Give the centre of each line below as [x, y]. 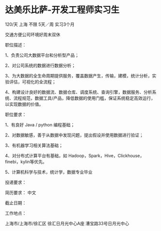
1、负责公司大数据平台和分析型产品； [42, 55]
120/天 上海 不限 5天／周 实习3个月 [40, 24]
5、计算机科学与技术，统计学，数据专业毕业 [49, 172]
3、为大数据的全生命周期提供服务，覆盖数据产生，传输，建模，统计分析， [79, 76]
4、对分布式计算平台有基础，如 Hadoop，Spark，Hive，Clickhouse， [75, 155]
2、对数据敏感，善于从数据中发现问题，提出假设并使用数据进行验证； [74, 135]
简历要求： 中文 [21, 192]
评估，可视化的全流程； [32, 82]
